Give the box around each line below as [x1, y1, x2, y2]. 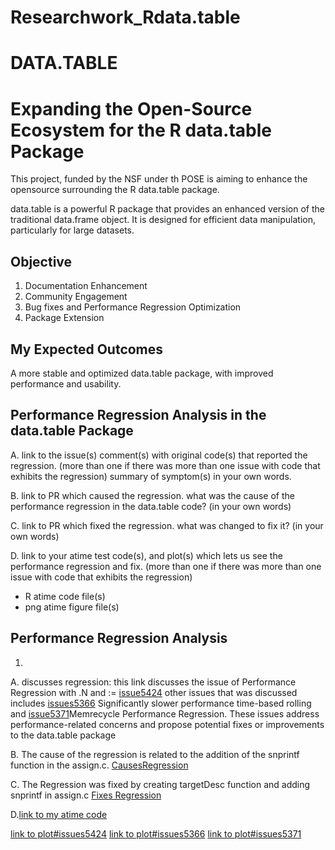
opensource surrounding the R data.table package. [10, 184, 220, 196]
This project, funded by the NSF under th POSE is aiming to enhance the [10, 173, 308, 185]
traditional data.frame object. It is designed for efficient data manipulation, [10, 214, 316, 226]
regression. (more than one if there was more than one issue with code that [10, 459, 321, 471]
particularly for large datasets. [10, 224, 135, 236]
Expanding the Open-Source [10, 97, 253, 120]
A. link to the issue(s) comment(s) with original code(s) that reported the [10, 449, 308, 461]
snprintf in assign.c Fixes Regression [10, 789, 162, 801]
